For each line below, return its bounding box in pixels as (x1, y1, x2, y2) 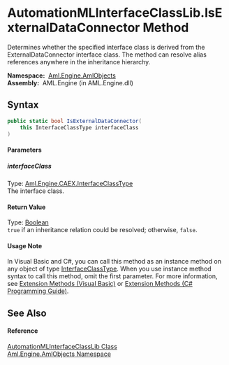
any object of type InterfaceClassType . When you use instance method (7, 264, 212, 273)
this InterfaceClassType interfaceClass (20, 124, 139, 131)
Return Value (7, 203, 46, 211)
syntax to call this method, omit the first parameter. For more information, (7, 272, 218, 280)
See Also (7, 307, 47, 319)
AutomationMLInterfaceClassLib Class (7, 342, 117, 350)
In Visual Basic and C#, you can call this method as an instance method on (7, 257, 222, 266)
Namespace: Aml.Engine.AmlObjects (7, 71, 117, 80)
